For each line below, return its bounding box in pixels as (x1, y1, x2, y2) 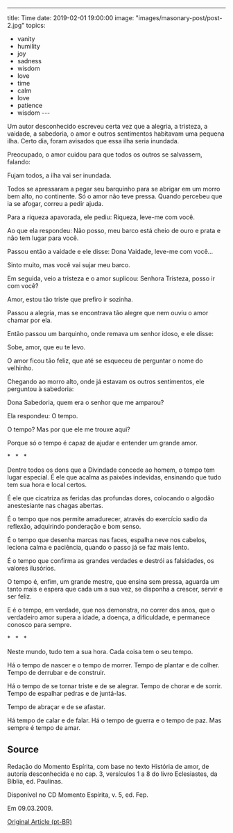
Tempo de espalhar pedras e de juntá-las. (7, 690, 127, 697)
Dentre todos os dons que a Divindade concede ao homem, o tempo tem (7, 466, 215, 474)
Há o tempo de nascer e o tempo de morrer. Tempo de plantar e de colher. (7, 661, 220, 669)
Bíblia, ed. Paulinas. (7, 777, 63, 785)
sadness (17, 57, 42, 65)
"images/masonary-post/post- (135, 14, 223, 22)
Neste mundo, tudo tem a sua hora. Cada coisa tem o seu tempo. (7, 648, 193, 656)
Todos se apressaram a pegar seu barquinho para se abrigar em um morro (7, 185, 221, 193)
